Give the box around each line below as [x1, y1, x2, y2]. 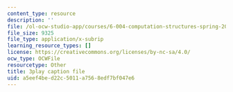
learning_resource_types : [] [7, 42, 92, 49]
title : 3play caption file [7, 68, 85, 75]
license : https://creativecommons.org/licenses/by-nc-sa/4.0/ [7, 49, 191, 56]
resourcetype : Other [7, 62, 67, 68]
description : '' [7, 17, 54, 24]
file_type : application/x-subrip [7, 36, 104, 43]
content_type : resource [7, 10, 76, 17]
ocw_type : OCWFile [7, 55, 60, 62]
